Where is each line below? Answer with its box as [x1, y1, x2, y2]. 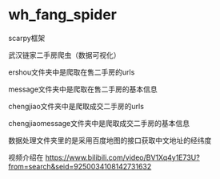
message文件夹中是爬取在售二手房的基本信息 [8, 84, 158, 94]
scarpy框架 [8, 33, 46, 43]
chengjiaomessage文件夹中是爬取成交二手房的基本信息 [8, 118, 190, 128]
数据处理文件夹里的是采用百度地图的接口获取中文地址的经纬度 [8, 135, 212, 145]
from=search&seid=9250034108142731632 [8, 161, 152, 171]
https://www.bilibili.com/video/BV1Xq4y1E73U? [45, 153, 200, 162]
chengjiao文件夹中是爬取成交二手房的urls [8, 101, 144, 111]
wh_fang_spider [8, 6, 118, 24]
